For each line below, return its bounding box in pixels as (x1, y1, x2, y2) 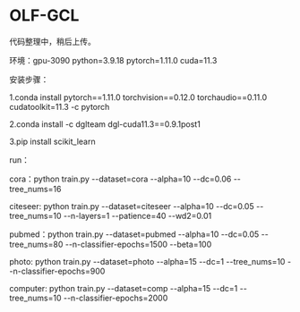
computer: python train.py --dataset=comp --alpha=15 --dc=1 (9, 282, 238, 293)
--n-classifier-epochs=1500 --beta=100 (64, 239, 212, 249)
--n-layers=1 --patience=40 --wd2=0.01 (63, 210, 212, 221)
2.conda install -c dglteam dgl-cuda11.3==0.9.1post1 (9, 118, 201, 130)
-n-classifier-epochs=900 (9, 266, 106, 276)
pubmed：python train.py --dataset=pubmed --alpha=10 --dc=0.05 (9, 229, 260, 240)
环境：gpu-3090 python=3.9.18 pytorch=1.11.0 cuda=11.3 (9, 55, 218, 65)
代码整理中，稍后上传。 (9, 36, 96, 46)
